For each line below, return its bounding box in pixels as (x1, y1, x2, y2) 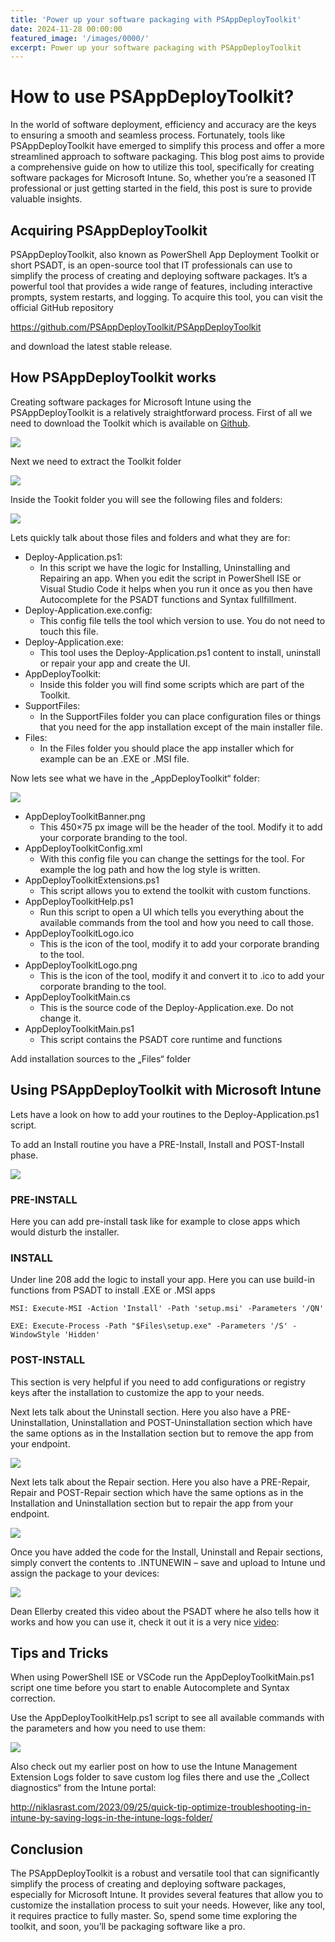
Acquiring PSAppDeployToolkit (10, 222, 208, 239)
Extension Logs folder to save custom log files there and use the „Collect (10, 1771, 310, 1783)
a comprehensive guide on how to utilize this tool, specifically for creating (10, 161, 315, 173)
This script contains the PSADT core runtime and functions (39, 1033, 283, 1045)
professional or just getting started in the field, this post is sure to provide (10, 182, 313, 195)
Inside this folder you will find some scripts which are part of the (39, 678, 305, 690)
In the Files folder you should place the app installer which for (39, 742, 295, 754)
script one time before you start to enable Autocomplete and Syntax (10, 1682, 290, 1694)
